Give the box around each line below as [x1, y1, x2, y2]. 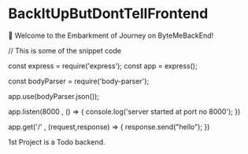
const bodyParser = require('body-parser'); [8, 76, 150, 86]
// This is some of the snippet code [8, 46, 122, 55]
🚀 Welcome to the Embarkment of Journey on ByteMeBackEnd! [8, 31, 214, 40]
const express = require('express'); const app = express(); [8, 60, 198, 71]
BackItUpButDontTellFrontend [8, 5, 209, 23]
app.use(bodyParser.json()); [8, 91, 100, 101]
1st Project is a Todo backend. [8, 137, 105, 146]
